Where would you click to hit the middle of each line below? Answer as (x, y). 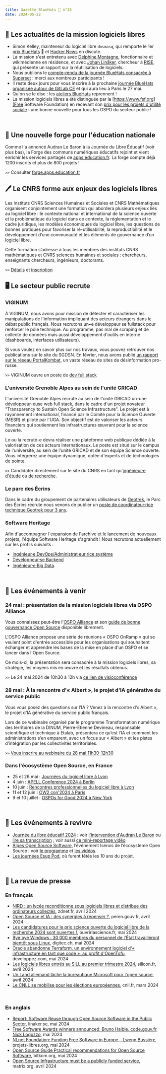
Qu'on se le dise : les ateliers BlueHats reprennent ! (65, 94)
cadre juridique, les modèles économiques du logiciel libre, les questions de (83, 224)
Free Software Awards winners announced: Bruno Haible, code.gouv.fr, (85, 1029)
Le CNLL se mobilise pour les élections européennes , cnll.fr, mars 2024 (85, 985)
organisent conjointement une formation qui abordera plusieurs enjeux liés (81, 208)
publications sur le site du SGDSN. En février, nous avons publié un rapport (82, 355)
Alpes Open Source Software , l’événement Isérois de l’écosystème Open (86, 845)
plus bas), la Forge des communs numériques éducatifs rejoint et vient (77, 152)
